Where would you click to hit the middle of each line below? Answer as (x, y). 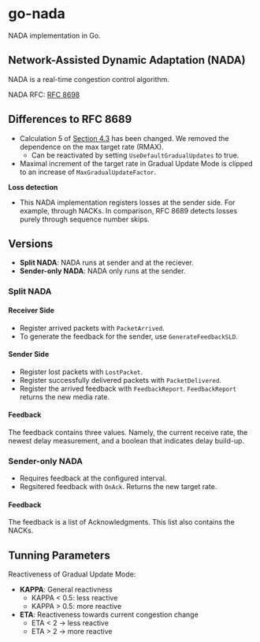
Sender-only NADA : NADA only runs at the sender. (102, 271)
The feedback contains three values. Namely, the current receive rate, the (128, 432)
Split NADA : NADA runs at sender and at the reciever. (107, 263)
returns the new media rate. (65, 397)
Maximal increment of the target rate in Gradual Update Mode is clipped (136, 163)
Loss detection (33, 187)
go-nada (37, 14)
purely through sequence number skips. (84, 219)
